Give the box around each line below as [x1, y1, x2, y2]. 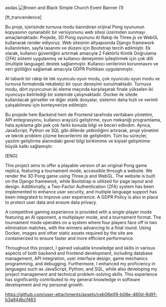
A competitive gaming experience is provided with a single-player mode [5, 209, 152, 215]
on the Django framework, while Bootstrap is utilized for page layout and [5, 179, 153, 184]
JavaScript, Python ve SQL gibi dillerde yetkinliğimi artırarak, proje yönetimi [5, 127, 159, 133]
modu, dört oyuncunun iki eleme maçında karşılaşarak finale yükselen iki [5, 86, 154, 92]
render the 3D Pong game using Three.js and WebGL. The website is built [5, 173, 155, 179]
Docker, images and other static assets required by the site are [5, 230, 133, 236]
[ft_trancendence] [5, 14, 42, 20]
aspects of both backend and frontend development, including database [5, 250, 153, 256]
